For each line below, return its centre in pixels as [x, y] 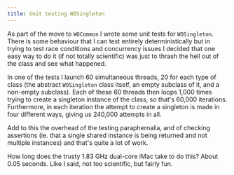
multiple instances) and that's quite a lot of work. [78, 142]
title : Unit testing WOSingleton [56, 14]
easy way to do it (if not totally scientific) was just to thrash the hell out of [113, 56]
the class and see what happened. [57, 63]
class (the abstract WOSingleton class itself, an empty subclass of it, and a [113, 84]
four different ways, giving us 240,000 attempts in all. [85, 114]
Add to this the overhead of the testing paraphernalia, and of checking [109, 127]
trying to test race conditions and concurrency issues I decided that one [111, 48]
